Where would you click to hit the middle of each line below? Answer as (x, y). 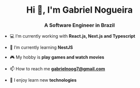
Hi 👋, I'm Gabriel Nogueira (80, 10)
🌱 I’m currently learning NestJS (41, 47)
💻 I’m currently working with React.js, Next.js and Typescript (72, 36)
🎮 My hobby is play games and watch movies (57, 57)
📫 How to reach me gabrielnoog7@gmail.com (57, 69)
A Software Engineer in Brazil (80, 25)
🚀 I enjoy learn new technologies (43, 80)
